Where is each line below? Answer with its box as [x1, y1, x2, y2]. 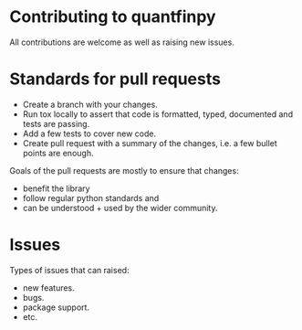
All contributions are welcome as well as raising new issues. [9, 37, 234, 48]
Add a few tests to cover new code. [22, 128, 157, 139]
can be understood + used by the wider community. [22, 202, 218, 213]
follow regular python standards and [22, 192, 160, 203]
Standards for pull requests [9, 69, 222, 90]
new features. [22, 282, 75, 293]
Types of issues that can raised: [9, 264, 130, 275]
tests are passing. [22, 118, 90, 129]
